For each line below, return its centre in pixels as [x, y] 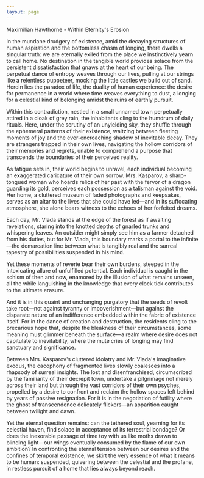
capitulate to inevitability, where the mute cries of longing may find [90, 340]
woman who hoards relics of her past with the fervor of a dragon [109, 182]
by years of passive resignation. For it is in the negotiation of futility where [99, 398]
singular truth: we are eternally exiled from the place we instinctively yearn [100, 54]
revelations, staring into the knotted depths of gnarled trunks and [88, 226]
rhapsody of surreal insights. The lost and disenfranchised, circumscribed [99, 372]
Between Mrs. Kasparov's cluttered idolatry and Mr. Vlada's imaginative [96, 359]
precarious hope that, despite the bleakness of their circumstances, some [99, 328]
